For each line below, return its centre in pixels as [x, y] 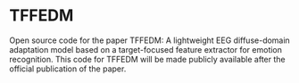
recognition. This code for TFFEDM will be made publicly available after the [147, 59]
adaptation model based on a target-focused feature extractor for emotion [146, 49]
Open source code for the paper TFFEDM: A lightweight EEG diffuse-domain [149, 40]
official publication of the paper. [68, 69]
